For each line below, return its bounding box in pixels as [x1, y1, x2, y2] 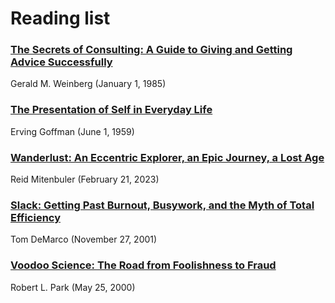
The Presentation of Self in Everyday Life [10, 103, 213, 117]
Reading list [10, 7, 111, 30]
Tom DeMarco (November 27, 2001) [10, 233, 158, 246]
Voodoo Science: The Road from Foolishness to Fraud [10, 258, 277, 272]
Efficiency [10, 211, 62, 224]
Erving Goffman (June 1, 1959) [10, 125, 135, 137]
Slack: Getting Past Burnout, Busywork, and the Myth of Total [10, 198, 315, 212]
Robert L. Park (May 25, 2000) [10, 281, 136, 293]
